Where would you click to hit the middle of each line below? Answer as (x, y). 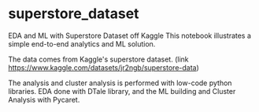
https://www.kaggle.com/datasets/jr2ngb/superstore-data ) (104, 67)
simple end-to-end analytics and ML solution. (82, 43)
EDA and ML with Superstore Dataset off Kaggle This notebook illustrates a (130, 35)
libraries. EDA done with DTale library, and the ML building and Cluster (122, 91)
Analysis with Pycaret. (44, 99)
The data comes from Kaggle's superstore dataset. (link (98, 59)
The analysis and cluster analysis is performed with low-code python (120, 83)
